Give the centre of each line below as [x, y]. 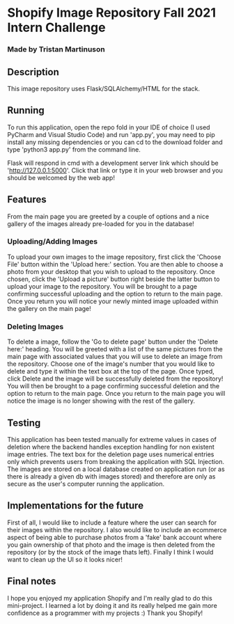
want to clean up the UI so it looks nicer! [65, 559]
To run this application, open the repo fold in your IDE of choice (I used [109, 127]
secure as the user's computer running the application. [86, 483]
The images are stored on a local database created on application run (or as [116, 469]
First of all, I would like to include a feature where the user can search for [112, 522]
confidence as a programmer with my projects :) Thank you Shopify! [105, 613]
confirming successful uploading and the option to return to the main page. [115, 294]
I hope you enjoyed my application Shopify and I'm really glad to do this [110, 598]
